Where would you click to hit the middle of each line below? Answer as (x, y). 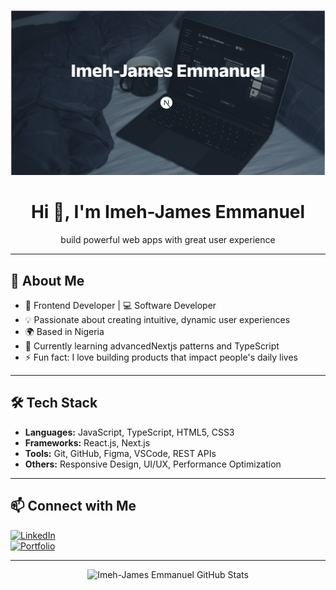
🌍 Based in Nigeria (64, 332)
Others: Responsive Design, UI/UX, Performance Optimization (153, 464)
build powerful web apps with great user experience (168, 240)
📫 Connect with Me (73, 506)
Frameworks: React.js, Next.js (87, 442)
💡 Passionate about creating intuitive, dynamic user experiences (157, 320)
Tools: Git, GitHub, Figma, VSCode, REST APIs (120, 453)
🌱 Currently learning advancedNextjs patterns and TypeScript (152, 346)
